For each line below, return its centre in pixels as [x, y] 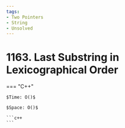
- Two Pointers [25, 17]
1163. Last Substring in [63, 57]
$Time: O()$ [21, 97]
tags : [13, 12]
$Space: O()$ [22, 108]
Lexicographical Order [62, 70]
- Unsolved [20, 28]
